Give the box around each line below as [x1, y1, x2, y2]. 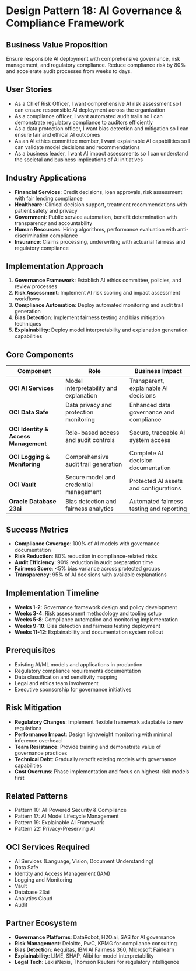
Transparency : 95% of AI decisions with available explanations [14, 571, 167, 578]
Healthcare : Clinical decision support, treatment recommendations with [14, 201, 187, 208]
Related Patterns [6, 791, 68, 801]
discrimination [14, 232, 49, 239]
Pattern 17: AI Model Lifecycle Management [14, 813, 119, 820]
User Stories [6, 85, 52, 95]
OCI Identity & [9, 425, 49, 433]
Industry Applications [6, 173, 87, 183]
